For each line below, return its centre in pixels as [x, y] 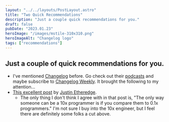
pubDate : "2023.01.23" [29, 29]
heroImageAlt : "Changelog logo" [39, 39]
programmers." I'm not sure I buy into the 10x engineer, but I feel [87, 108]
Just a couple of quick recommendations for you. [85, 64]
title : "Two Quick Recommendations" [44, 15]
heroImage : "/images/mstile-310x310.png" [50, 34]
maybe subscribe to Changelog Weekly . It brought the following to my [86, 81]
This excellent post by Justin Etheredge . [55, 92]
